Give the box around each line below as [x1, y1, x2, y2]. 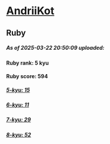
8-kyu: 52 [6, 131, 32, 138]
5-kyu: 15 [6, 86, 30, 93]
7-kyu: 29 [6, 116, 31, 123]
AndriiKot [6, 4, 55, 18]
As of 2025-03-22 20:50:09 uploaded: [6, 44, 105, 52]
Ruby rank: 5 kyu [6, 59, 49, 66]
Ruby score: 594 [6, 73, 48, 80]
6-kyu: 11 [6, 101, 30, 108]
